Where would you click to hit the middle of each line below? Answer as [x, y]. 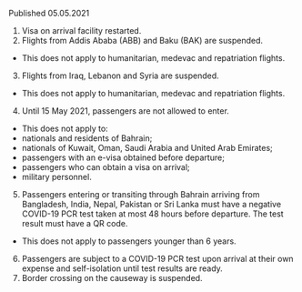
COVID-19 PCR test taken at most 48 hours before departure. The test [152, 214]
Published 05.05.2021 [49, 13]
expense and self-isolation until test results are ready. [122, 268]
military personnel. [56, 177]
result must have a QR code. [75, 223]
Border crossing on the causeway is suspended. [112, 278]
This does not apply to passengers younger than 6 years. [129, 241]
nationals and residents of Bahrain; [87, 138]
